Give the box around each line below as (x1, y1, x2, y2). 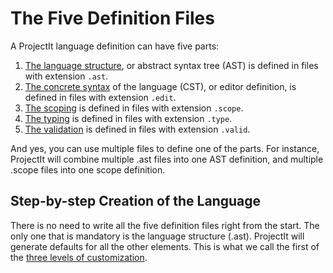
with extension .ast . (24, 70, 109, 82)
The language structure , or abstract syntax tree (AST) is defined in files (24, 59, 319, 71)
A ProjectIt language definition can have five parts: (10, 40, 220, 52)
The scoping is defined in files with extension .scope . (24, 102, 244, 114)
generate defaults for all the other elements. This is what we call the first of (10, 240, 320, 252)
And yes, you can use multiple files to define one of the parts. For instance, (10, 142, 320, 154)
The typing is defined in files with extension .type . (24, 112, 233, 124)
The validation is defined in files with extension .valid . (24, 123, 251, 135)
